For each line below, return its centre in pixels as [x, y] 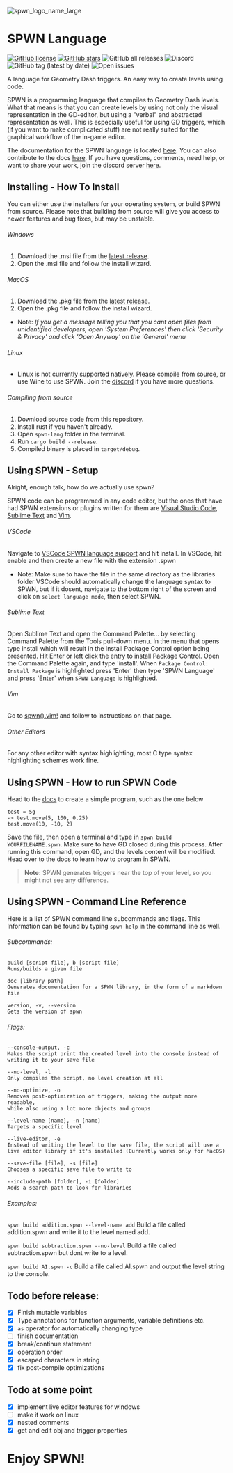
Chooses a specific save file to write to [70, 1169]
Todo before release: [53, 1296]
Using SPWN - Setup [53, 470]
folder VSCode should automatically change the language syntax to [114, 581]
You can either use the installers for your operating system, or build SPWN [114, 204]
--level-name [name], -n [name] [54, 1121]
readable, [22, 1103]
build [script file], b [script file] [63, 963]
